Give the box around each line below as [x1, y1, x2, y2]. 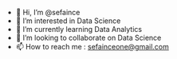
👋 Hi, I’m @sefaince [15, 8, 81, 17]
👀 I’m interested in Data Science [15, 16, 121, 26]
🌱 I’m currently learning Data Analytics [15, 25, 142, 33]
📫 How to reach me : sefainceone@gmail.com [15, 42, 170, 51]
